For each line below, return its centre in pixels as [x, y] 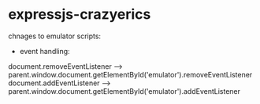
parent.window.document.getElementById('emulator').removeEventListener [130, 74]
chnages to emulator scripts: [54, 36]
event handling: [45, 51]
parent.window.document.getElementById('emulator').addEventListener [124, 91]
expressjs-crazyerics [80, 14]
